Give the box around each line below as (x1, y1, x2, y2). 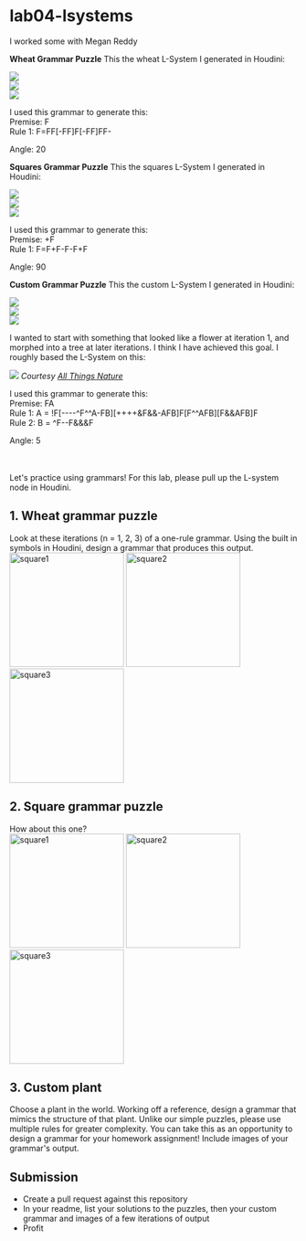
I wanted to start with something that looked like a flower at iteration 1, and (9, 332, 290, 343)
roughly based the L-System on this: (9, 351, 146, 362)
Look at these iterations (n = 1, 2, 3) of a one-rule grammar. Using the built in (9, 532, 298, 544)
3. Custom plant (9, 1079, 102, 1095)
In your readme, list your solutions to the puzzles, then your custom (22, 1204, 277, 1214)
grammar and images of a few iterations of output (22, 1213, 210, 1225)
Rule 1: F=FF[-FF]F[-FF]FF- (9, 125, 112, 137)
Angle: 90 (9, 261, 47, 272)
